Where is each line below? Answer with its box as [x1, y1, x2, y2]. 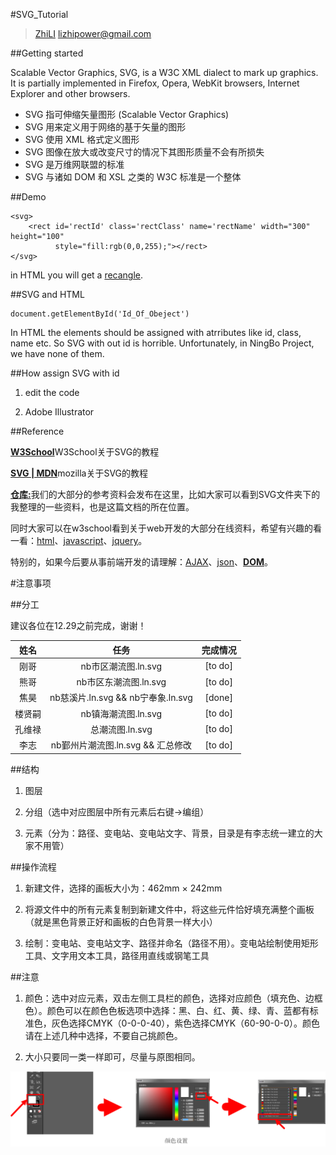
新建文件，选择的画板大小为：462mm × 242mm [24, 882, 223, 894]
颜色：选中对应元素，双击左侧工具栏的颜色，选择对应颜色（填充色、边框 [24, 992, 323, 1004]
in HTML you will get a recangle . [10, 269, 144, 281]
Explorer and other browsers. [10, 88, 131, 99]
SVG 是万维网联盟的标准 [24, 159, 125, 170]
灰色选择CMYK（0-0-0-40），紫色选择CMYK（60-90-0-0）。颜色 [51, 1017, 321, 1029]
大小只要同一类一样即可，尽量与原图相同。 [24, 1050, 201, 1063]
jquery [111, 535, 139, 546]
